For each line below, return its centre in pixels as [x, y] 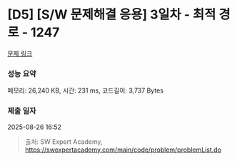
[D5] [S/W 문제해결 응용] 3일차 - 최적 [112, 15]
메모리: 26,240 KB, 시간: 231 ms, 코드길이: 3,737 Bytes [86, 90]
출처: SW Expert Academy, [64, 141]
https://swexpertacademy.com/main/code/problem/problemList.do [123, 150]
